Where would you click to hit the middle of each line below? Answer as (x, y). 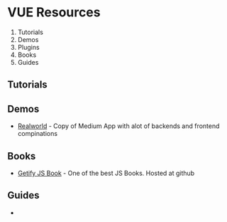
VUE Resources (54, 12)
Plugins (29, 47)
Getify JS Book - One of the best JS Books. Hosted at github (106, 173)
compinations (38, 134)
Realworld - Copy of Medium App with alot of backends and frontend (118, 126)
